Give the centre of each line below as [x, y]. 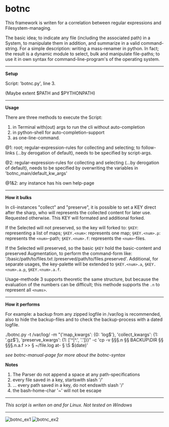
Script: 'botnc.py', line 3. [30, 83]
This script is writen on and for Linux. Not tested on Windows [69, 405]
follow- [149, 147]
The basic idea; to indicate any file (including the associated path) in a [78, 38]
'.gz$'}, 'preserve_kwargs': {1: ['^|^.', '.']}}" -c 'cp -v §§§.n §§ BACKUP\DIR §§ [84, 339]
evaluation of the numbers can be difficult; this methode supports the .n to [82, 284]
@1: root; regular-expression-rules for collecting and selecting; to [73, 147]
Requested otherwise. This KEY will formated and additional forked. [75, 218]
